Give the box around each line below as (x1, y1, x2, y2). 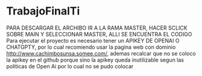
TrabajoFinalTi (6, 4, 80, 18)
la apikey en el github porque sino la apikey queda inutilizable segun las (6, 56, 184, 63)
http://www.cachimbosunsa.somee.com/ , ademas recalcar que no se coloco (6, 49, 196, 57)
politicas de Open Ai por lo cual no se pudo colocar (6, 62, 134, 70)
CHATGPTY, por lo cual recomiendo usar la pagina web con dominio (6, 43, 176, 51)
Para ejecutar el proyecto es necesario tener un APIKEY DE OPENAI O (6, 37, 180, 44)
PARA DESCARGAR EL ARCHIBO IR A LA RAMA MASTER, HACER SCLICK (6, 24, 188, 31)
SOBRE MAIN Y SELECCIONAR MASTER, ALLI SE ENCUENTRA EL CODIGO (6, 30, 192, 37)
